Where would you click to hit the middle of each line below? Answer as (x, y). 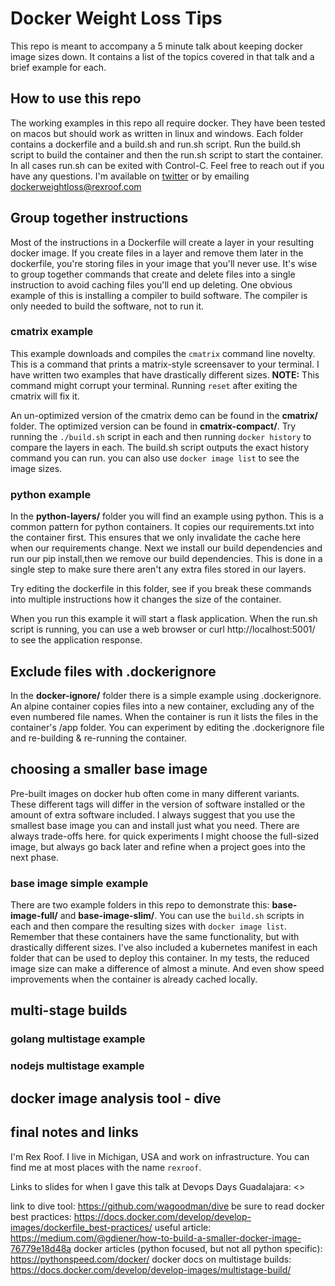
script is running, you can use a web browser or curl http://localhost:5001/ (163, 629)
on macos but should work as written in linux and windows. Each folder (157, 133)
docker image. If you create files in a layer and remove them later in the (157, 253)
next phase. (34, 857)
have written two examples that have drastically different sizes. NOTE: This (165, 374)
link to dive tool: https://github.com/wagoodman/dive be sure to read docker (167, 1206)
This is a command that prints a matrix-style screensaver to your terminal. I (165, 364)
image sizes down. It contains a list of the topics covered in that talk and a (162, 56)
